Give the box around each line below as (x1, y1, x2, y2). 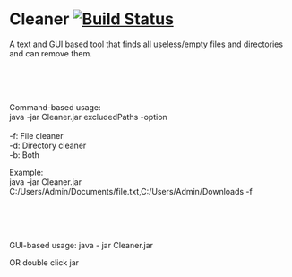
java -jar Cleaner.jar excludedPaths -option (9, 111, 167, 122)
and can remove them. (9, 48, 92, 58)
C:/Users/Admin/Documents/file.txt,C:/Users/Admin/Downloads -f (9, 186, 253, 196)
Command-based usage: (9, 101, 101, 112)
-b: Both (9, 149, 40, 160)
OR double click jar (9, 256, 79, 268)
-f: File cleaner (9, 130, 64, 141)
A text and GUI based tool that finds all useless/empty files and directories (9, 39, 284, 49)
